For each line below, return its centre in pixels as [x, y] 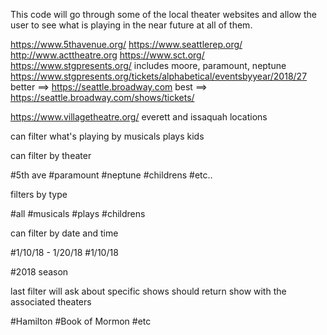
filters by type [39, 194]
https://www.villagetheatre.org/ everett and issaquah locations [139, 117]
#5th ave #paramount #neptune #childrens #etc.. [111, 175]
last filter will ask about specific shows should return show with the [148, 291]
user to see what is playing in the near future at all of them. [131, 25]
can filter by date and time [64, 233]
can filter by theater [51, 155]
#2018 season [39, 272]
